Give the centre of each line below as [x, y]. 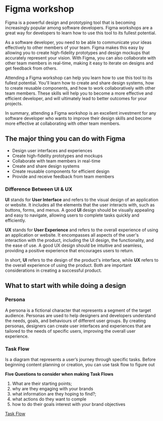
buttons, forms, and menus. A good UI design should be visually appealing [80, 210]
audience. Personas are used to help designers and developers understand [81, 315]
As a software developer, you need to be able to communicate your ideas [78, 42]
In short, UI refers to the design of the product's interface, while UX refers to [82, 260]
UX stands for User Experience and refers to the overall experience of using [82, 230]
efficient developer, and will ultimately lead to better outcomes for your [76, 98]
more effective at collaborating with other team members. [63, 123]
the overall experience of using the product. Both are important [68, 265]
